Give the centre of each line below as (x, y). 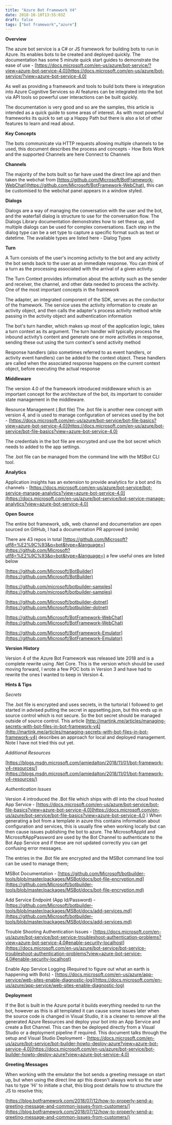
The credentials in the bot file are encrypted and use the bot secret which (83, 441)
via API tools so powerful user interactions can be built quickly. (72, 97)
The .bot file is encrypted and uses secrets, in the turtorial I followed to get (84, 704)
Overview (16, 39)
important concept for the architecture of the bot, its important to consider (84, 394)
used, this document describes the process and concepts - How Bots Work (85, 149)
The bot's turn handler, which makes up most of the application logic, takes (85, 326)
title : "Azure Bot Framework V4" (41, 10)
